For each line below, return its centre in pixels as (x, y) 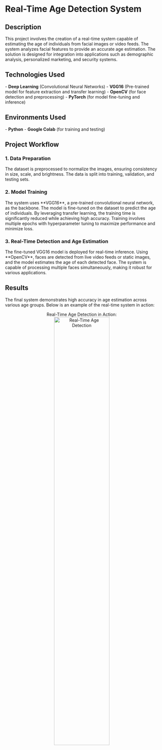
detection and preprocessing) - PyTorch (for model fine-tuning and (72, 97)
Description (23, 27)
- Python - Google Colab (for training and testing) (55, 129)
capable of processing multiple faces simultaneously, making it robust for (79, 267)
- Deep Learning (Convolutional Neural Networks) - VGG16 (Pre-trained (77, 86)
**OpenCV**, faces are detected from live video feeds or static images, (78, 257)
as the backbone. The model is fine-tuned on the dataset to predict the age (81, 208)
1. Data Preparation (28, 158)
